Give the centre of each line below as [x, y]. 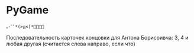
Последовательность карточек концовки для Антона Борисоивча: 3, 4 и [97, 37]
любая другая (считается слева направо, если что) [71, 44]
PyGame [28, 10]
